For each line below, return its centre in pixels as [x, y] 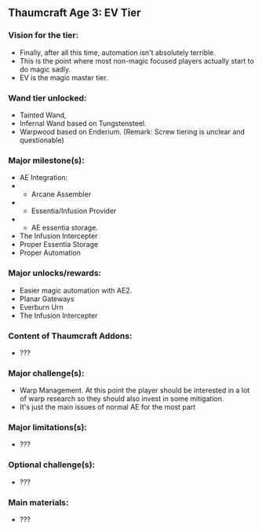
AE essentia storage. [64, 228]
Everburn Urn [42, 307]
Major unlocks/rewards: [55, 273]
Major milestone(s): [46, 160]
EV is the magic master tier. [64, 77]
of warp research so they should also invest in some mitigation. [122, 399]
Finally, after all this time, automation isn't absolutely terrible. [117, 52]
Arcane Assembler [61, 194]
